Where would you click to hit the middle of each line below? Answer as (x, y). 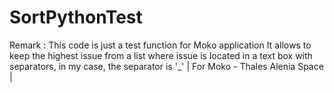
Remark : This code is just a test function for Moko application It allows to (160, 45)
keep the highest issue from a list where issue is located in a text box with (161, 55)
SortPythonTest (76, 17)
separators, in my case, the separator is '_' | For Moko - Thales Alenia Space (166, 66)
